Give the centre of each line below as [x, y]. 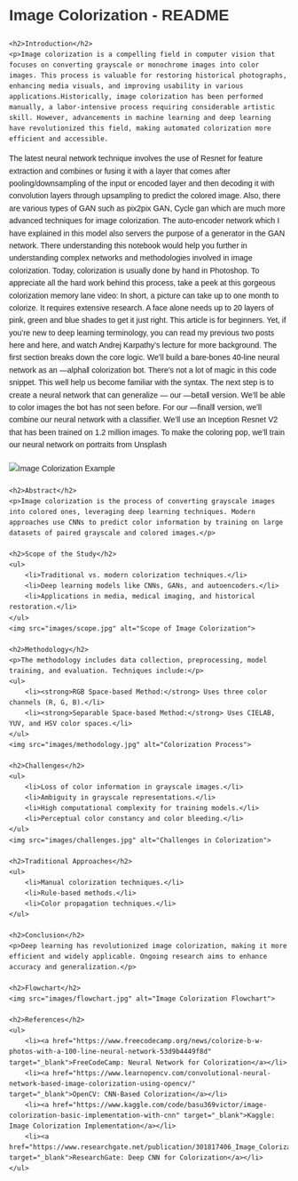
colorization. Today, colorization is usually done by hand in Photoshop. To [134, 270]
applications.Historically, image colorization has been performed [137, 96]
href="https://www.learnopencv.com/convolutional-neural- [162, 1073]
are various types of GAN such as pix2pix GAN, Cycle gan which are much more [147, 208]
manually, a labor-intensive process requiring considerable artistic [142, 108]
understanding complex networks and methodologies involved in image [131, 258]
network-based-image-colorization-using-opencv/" [102, 1083]
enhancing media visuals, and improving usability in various [126, 86]
